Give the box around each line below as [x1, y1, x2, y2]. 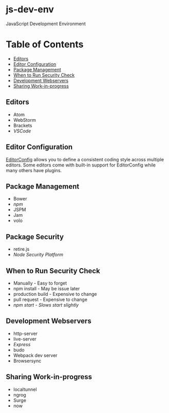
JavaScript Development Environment [6, 21, 86, 27]
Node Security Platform [13, 252, 64, 258]
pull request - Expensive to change [13, 296, 88, 303]
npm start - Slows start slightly [13, 302, 79, 308]
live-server [13, 335, 36, 342]
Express [13, 341, 31, 347]
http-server [13, 330, 38, 336]
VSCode [13, 127, 31, 134]
